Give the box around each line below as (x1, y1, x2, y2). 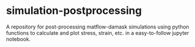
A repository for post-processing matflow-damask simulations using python (6, 23, 190, 30)
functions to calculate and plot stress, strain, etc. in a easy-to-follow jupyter (6, 29, 190, 36)
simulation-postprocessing (6, 4, 142, 17)
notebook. (6, 35, 31, 42)
